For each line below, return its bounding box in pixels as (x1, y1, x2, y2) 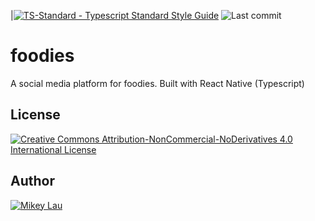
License (10, 106, 61, 124)
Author (10, 173, 55, 190)
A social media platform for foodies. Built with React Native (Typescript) (10, 77, 305, 89)
